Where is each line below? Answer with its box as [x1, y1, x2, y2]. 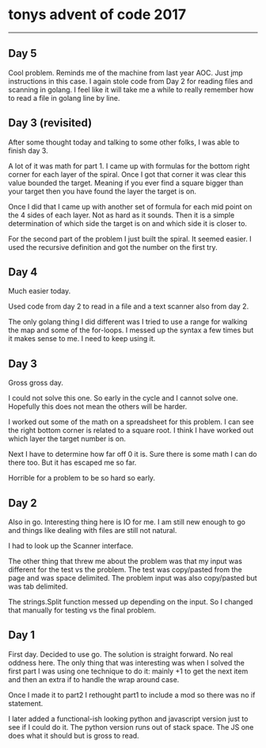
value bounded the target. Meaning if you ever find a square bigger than [8, 178, 244, 187]
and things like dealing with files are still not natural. [8, 526, 177, 535]
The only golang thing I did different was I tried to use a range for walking [8, 317, 248, 327]
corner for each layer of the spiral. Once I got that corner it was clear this [8, 169, 247, 179]
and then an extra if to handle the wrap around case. [8, 674, 180, 684]
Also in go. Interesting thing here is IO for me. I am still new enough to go [8, 517, 245, 527]
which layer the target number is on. [8, 434, 127, 443]
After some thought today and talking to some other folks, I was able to [8, 137, 240, 147]
